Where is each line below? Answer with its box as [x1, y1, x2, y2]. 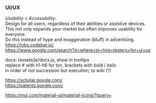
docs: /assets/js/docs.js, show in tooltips [5, 57, 89, 63]
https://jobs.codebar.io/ [5, 42, 54, 48]
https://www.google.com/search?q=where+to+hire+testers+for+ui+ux [5, 47, 151, 53]
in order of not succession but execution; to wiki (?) [5, 67, 112, 73]
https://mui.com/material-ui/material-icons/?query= [5, 92, 112, 98]
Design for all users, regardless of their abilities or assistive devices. [5, 20, 146, 26]
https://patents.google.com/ [5, 82, 64, 88]
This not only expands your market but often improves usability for [5, 26, 143, 32]
